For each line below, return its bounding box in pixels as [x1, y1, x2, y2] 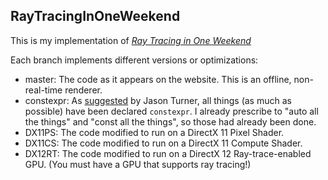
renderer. [64, 84, 103, 96]
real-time [24, 84, 63, 96]
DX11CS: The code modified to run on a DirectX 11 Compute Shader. [24, 137, 303, 149]
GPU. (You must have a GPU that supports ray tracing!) [24, 158, 252, 170]
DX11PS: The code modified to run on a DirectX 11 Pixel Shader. [24, 126, 285, 138]
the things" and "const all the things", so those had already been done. [24, 115, 317, 128]
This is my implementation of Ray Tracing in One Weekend [10, 34, 252, 46]
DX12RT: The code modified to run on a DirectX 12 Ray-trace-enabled [24, 147, 312, 159]
